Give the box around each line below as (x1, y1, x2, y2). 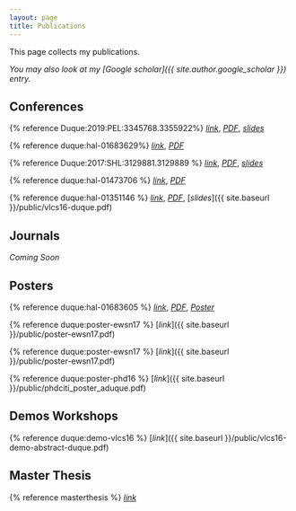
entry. (9, 73, 31, 84)
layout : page (9, 13, 58, 22)
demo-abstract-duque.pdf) (9, 442, 109, 453)
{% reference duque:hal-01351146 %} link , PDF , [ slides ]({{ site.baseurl (9, 192, 270, 203)
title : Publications (9, 22, 87, 31)
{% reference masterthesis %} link (9, 491, 137, 503)
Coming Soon (9, 252, 60, 263)
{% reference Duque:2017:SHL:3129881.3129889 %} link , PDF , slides (9, 158, 264, 169)
